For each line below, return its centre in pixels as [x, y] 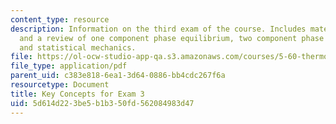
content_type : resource [60, 19]
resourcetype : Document [60, 85]
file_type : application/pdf [69, 66]
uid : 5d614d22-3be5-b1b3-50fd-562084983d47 [102, 103]
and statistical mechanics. [78, 47]
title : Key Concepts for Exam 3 [77, 94]
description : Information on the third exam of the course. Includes [158, 29]
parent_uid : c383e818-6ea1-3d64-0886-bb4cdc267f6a [118, 76]
